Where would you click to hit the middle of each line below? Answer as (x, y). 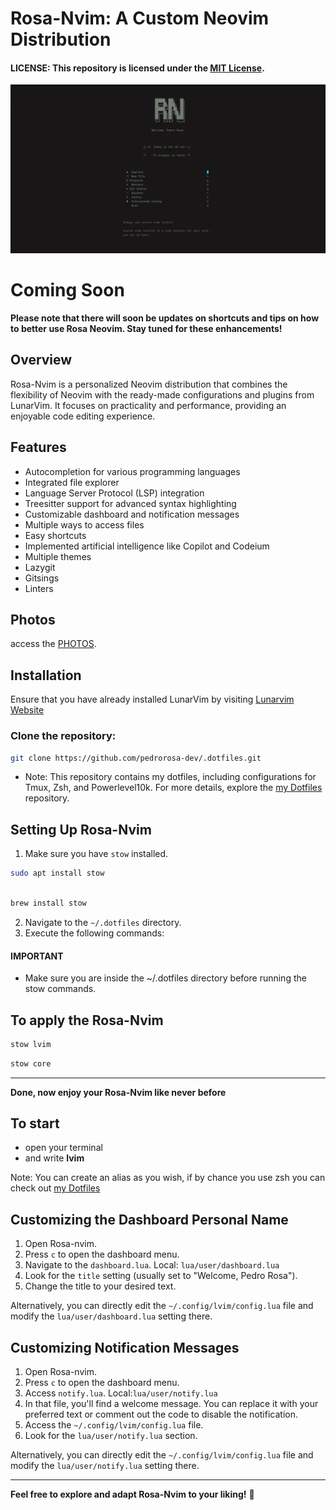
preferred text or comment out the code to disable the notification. (161, 1414)
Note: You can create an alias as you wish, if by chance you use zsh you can (168, 1178)
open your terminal (63, 1148)
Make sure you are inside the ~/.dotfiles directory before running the (165, 978)
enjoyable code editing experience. (83, 416)
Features (38, 447)
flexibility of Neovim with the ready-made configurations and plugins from (162, 394)
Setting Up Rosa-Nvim (81, 829)
